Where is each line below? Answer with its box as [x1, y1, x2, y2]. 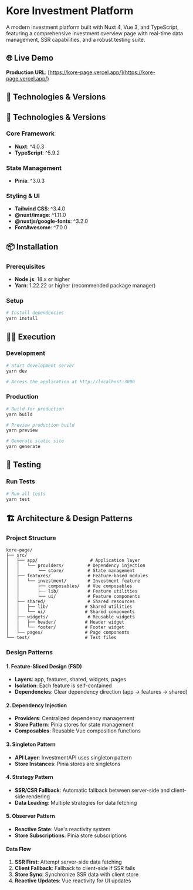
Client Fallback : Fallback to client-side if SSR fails [14, 865, 136, 872]
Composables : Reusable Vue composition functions [14, 727, 141, 734]
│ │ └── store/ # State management [6, 568, 135, 574]
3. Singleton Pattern [6, 741, 56, 748]
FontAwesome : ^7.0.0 [14, 224, 67, 231]
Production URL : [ [6, 69, 50, 76]
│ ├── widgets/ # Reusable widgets [6, 614, 135, 620]
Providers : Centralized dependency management [14, 715, 135, 722]
